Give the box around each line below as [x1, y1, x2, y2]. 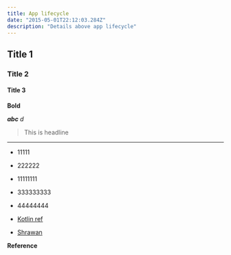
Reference [7, 241, 38, 249]
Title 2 [7, 69, 29, 79]
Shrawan [16, 228, 43, 236]
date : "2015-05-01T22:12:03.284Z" [7, 17, 107, 23]
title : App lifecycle [7, 10, 69, 17]
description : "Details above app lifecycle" [7, 23, 137, 30]
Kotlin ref [16, 214, 43, 223]
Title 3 [7, 86, 26, 94]
